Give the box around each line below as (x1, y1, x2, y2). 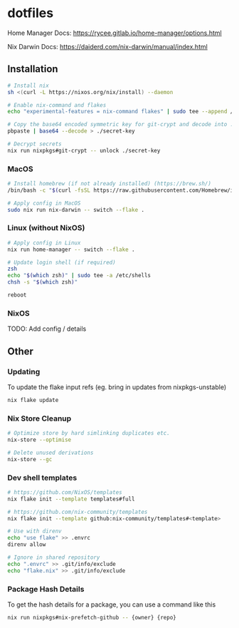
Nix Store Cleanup (7, 413, 72, 423)
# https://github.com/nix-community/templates (7, 508, 148, 515)
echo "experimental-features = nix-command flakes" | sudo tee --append (7, 108, 228, 115)
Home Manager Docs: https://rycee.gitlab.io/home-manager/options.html (7, 29, 222, 37)
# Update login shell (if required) (7, 259, 116, 266)
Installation (7, 63, 58, 76)
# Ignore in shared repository (7, 554, 100, 561)
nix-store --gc (7, 455, 53, 463)
